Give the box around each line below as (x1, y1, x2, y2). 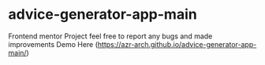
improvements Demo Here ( (8, 39, 99, 49)
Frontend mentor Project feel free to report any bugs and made (8, 31, 213, 41)
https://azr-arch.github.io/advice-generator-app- (97, 39, 257, 49)
